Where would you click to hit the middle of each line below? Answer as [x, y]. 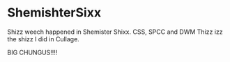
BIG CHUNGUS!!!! [32, 52]
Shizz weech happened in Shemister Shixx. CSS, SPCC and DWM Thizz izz [115, 32]
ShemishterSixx [54, 13]
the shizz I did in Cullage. [44, 39]
